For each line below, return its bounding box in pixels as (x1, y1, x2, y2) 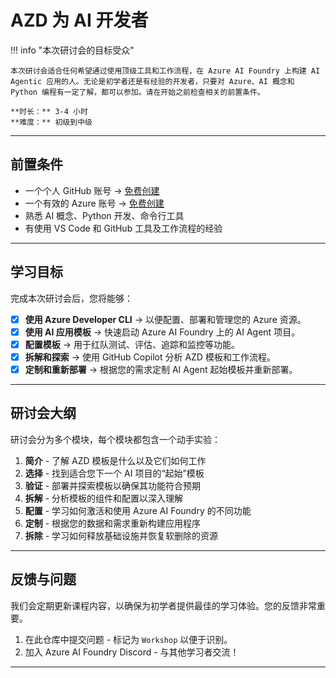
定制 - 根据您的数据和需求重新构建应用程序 (24, 517, 202, 529)
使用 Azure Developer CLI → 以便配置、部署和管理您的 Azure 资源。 (24, 313, 307, 325)
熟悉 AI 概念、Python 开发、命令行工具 (24, 209, 185, 221)
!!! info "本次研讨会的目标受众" (10, 44, 135, 56)
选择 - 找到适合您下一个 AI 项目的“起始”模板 (24, 467, 205, 479)
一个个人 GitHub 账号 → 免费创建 (24, 184, 160, 196)
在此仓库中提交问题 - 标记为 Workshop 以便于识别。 (24, 633, 233, 645)
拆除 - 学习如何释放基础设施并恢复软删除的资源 (24, 529, 219, 541)
